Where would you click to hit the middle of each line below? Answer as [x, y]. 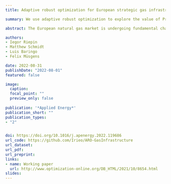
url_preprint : [20, 155]
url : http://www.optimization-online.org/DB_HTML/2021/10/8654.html [84, 169]
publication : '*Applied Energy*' [41, 108]
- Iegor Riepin [21, 42]
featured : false [22, 75]
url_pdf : [15, 150]
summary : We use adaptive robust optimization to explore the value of [83, 19]
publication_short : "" [29, 112]
